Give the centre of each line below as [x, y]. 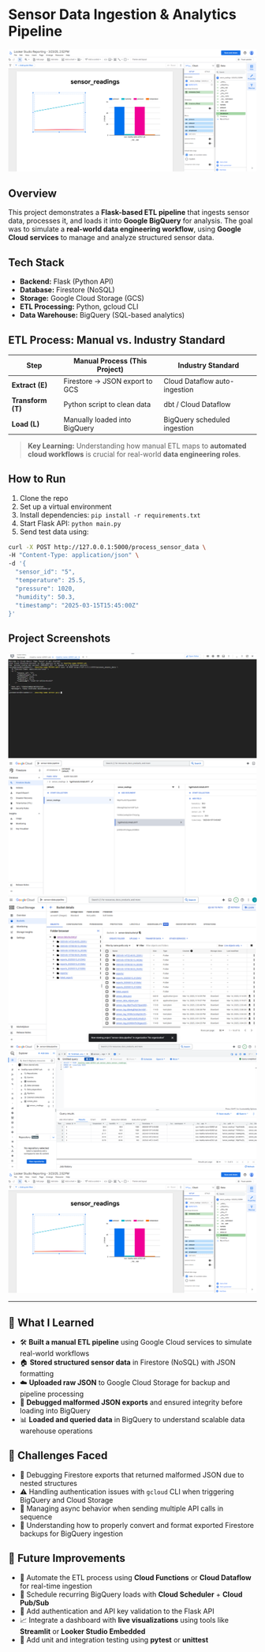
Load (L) [26, 423]
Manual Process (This [110, 361]
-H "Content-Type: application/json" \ [74, 555]
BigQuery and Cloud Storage [66, 1500]
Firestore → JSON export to [108, 381]
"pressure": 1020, [46, 589]
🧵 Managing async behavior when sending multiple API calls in [121, 1508]
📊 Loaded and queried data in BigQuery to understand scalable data [132, 1420]
